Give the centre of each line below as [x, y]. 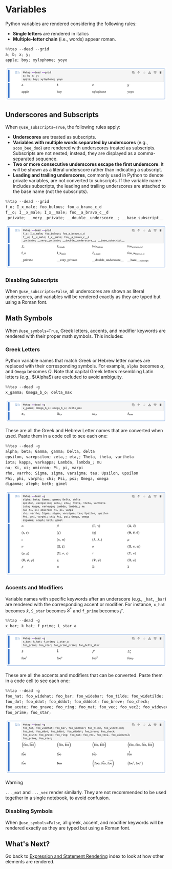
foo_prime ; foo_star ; [28, 712]
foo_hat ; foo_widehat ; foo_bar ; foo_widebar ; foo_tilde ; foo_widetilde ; [84, 696]
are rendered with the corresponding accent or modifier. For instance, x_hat [85, 604]
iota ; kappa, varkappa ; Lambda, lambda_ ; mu [53, 462]
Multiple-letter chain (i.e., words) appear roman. [64, 39]
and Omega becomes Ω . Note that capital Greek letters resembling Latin [79, 372]
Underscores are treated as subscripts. [54, 137]
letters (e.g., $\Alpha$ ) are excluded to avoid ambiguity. [64, 377]
